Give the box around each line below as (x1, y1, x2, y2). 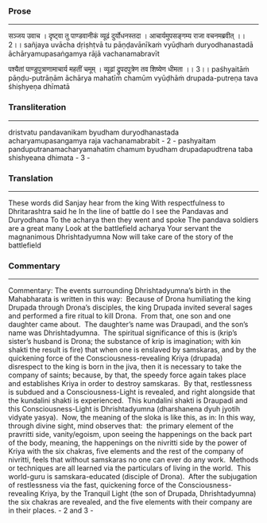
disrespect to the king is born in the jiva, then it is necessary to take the (8, 362, 242, 372)
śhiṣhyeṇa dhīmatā (8, 82, 70, 92)
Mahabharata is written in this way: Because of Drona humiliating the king (8, 295, 252, 304)
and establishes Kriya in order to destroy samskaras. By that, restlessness (8, 379, 253, 388)
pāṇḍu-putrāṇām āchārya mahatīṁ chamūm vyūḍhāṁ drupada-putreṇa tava (8, 73, 258, 83)
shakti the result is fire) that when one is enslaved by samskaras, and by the (8, 345, 257, 355)
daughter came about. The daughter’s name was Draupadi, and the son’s (8, 320, 249, 330)
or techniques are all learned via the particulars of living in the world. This (8, 463, 252, 473)
